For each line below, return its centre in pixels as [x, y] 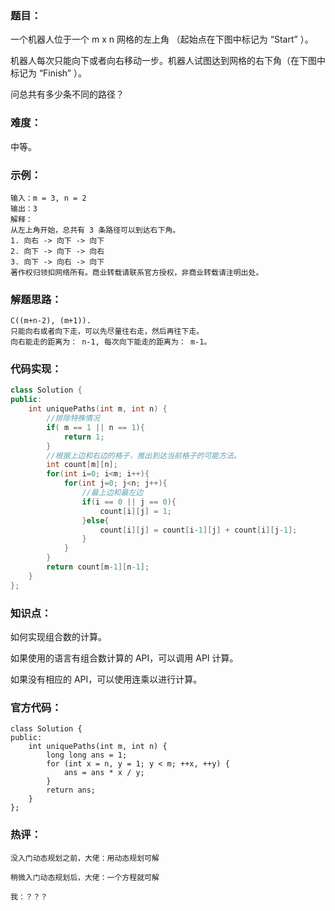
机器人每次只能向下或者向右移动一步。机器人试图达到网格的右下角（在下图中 [168, 61]
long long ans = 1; [87, 755]
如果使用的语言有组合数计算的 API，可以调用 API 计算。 [124, 658]
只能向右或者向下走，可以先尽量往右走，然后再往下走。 [107, 332]
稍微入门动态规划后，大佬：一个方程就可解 [85, 877]
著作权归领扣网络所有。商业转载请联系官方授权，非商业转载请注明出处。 [137, 272]
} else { [95, 520]
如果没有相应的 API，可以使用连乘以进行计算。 [106, 679]
